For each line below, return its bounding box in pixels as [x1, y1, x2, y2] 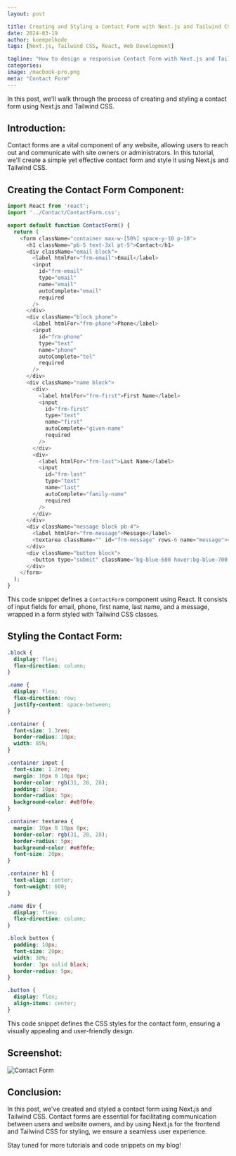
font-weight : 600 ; [13, 883, 68, 890]
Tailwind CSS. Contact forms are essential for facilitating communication [7, 1112, 217, 1121]
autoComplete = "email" [38, 287, 102, 295]
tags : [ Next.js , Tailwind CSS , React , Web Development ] [7, 43, 174, 50]
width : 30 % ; [13, 954, 49, 961]
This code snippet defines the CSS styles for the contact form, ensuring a [7, 1019, 221, 1028]
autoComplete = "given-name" [44, 425, 124, 432]
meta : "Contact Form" [7, 75, 71, 82]
